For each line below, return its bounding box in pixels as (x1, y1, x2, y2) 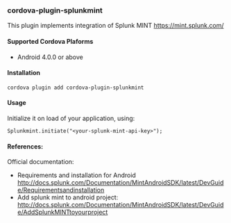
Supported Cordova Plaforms (7, 37, 94, 45)
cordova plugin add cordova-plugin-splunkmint (7, 84, 144, 91)
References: (7, 142, 44, 151)
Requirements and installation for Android (17, 171, 137, 179)
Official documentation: (7, 158, 74, 166)
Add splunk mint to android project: (17, 193, 119, 201)
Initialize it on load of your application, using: (7, 114, 135, 122)
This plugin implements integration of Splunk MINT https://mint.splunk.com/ (7, 22, 224, 30)
